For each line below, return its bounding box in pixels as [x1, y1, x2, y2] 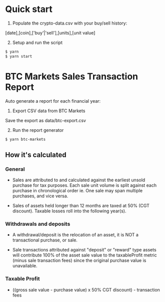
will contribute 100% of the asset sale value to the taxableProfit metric [12, 252, 157, 258]
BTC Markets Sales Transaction [5, 71, 138, 82]
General [5, 165, 25, 172]
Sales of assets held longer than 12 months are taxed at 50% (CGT [12, 203, 150, 209]
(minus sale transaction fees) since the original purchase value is [12, 257, 146, 263]
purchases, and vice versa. [12, 193, 68, 199]
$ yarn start [5, 54, 32, 59]
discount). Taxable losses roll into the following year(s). [12, 208, 126, 214]
